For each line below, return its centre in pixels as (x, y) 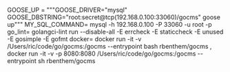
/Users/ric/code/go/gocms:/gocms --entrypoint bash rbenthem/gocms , (109, 46)
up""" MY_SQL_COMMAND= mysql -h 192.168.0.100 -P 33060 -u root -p (109, 24)
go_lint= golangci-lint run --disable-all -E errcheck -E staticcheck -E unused (115, 32)
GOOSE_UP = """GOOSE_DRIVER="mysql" (67, 10)
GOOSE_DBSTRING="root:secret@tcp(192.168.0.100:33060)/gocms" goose (114, 17)
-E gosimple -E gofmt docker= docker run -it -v (74, 39)
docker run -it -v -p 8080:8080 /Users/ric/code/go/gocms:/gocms (102, 53)
